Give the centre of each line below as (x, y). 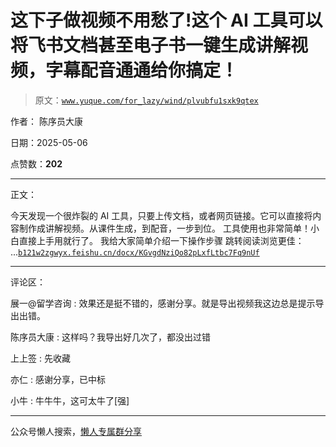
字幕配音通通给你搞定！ (142, 70)
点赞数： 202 (36, 163)
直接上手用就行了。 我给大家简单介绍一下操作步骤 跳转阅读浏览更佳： (161, 240)
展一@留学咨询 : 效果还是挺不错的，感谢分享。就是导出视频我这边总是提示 (163, 303)
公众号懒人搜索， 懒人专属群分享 (76, 431)
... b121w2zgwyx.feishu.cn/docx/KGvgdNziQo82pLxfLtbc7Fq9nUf (135, 252)
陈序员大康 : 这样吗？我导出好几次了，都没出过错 (110, 337)
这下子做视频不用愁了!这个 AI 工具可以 (166, 20)
